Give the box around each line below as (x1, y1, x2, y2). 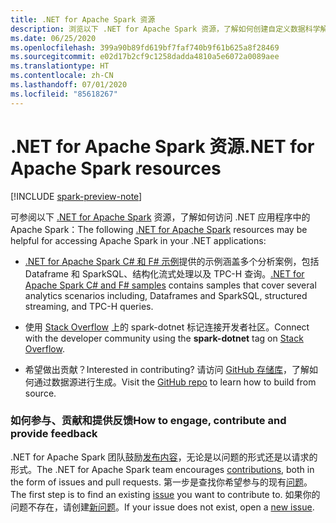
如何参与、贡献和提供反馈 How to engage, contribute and (10, 414, 287, 428)
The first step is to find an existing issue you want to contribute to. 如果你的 (10, 488, 321, 500)
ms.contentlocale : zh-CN (10, 71, 114, 81)
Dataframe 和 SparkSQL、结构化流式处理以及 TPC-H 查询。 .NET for (24, 267, 305, 280)
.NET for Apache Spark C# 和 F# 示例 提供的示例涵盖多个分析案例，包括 (24, 255, 320, 267)
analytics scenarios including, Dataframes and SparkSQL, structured (24, 289, 308, 301)
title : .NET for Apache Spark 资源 (10, 14, 156, 25)
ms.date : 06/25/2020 (10, 33, 97, 43)
